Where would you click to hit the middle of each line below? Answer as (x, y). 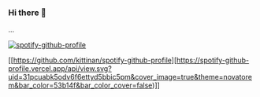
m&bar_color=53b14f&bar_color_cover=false (80, 85)
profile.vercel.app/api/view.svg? (60, 69)
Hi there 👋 (28, 13)
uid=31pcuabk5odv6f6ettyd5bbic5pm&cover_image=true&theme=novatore (130, 77)
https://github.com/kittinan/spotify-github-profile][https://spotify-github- (131, 60)
